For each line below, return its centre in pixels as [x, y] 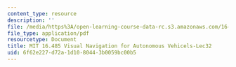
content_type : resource [42, 14]
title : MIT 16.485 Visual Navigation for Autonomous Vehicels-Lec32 [110, 46]
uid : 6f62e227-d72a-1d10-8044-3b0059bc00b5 [72, 53]
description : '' [31, 20]
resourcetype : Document [42, 40]
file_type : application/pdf [48, 33]
